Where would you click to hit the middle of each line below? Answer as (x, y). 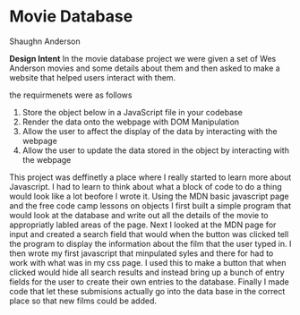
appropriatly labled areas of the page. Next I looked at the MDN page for (143, 225)
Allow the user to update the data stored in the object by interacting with (155, 150)
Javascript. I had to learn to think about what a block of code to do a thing (146, 186)
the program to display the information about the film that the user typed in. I (150, 243)
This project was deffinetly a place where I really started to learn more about (150, 177)
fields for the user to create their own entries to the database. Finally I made (149, 281)
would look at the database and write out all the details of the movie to (139, 215)
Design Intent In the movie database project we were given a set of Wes (143, 58)
